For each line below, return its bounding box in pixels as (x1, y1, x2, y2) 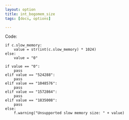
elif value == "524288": (5, 73, 55, 77)
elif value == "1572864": (5, 90, 57, 94)
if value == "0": (5, 64, 40, 69)
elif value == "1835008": (5, 98, 57, 103)
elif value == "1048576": (5, 81, 57, 86)
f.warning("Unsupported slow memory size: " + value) (14, 111, 125, 116)
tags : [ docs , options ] (5, 16, 51, 21)
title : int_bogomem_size (5, 12, 55, 16)
